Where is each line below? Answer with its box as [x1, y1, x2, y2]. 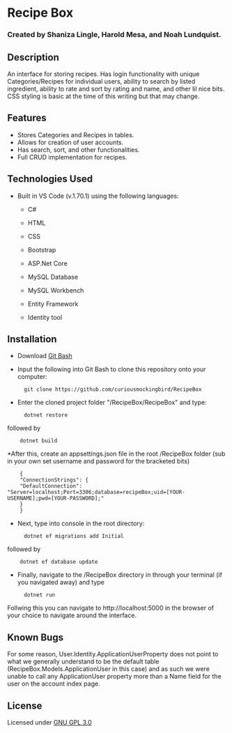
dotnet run [24, 592, 56, 599]
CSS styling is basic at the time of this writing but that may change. [7, 92, 200, 100]
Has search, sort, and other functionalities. [17, 145, 140, 154]
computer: [17, 373, 47, 381]
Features [7, 112, 47, 124]
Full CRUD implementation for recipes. [17, 153, 127, 161]
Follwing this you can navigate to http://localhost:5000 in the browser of [7, 604, 215, 612]
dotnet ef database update [20, 559, 98, 566]
